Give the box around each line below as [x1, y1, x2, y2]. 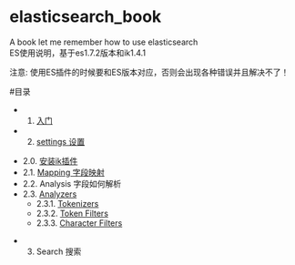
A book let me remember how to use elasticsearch [9, 36, 198, 47]
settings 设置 [36, 136, 85, 147]
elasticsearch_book [9, 6, 162, 27]
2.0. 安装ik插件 [22, 155, 78, 166]
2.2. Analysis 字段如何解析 [22, 178, 122, 189]
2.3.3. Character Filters [36, 217, 123, 229]
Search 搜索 [36, 246, 82, 257]
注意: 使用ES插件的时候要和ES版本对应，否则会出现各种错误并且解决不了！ [9, 66, 290, 77]
